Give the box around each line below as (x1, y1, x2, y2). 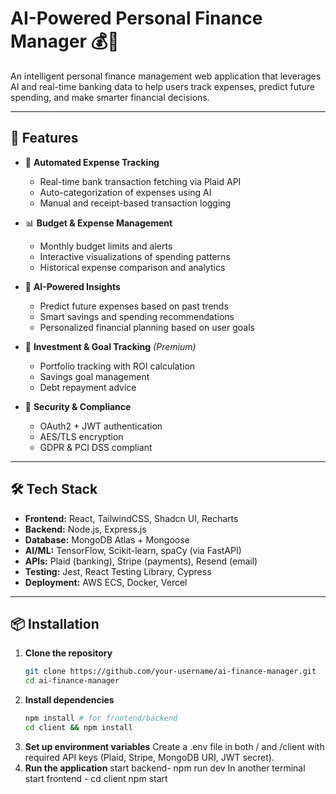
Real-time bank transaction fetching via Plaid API (39, 175, 242, 187)
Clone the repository (24, 647, 113, 659)
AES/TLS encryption (39, 430, 124, 442)
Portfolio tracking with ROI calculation (39, 360, 196, 372)
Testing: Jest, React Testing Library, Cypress (24, 565, 212, 577)
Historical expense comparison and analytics (39, 261, 226, 273)
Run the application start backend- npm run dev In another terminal (24, 762, 306, 774)
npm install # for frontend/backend (24, 713, 178, 724)
